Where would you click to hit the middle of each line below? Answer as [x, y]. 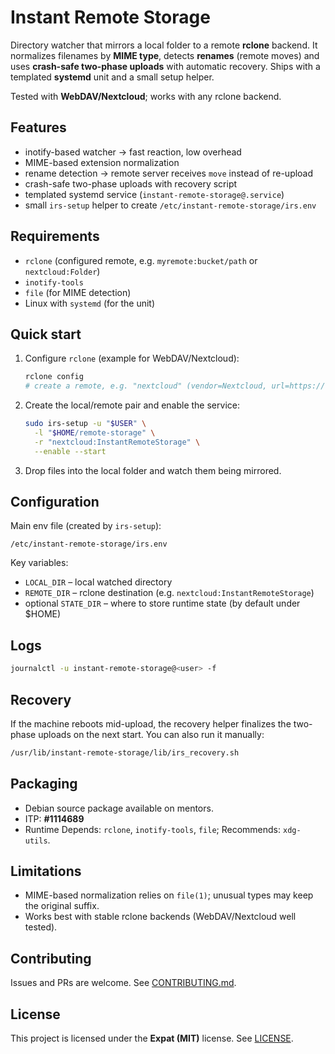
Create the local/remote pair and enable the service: [132, 405]
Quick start [46, 334]
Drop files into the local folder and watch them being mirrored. [153, 470]
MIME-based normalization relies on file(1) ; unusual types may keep [169, 895]
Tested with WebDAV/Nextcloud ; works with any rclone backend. [146, 96]
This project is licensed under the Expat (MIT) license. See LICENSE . [152, 1038]
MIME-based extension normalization [102, 162]
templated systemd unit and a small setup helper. [112, 77]
